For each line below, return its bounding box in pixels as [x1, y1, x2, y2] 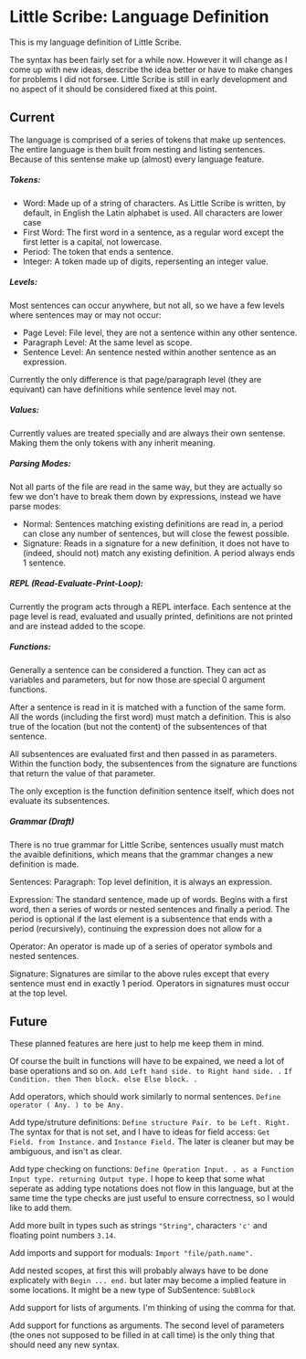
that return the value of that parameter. [9, 767, 156, 778]
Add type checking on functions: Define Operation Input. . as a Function [9, 1164, 294, 1175]
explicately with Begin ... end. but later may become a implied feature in [9, 1275, 287, 1286]
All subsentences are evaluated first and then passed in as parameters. [9, 748, 277, 759]
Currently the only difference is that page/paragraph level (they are [9, 374, 262, 385]
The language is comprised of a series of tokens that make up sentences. [9, 134, 286, 145]
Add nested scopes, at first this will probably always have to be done [9, 1265, 269, 1276]
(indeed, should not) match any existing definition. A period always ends [22, 547, 295, 558]
